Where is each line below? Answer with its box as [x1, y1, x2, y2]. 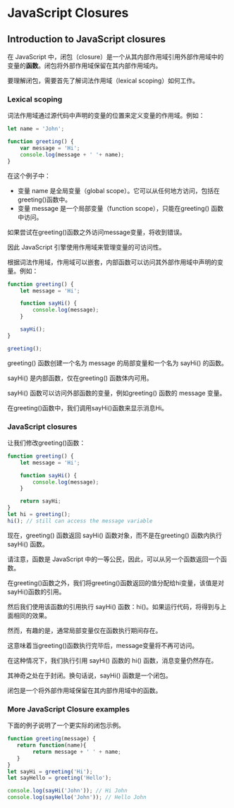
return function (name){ [16, 742, 87, 749]
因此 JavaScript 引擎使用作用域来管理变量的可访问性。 [7, 243, 166, 251]
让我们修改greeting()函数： [7, 439, 86, 447]
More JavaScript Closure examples [7, 704, 130, 714]
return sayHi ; [20, 498, 61, 505]
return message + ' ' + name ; [32, 748, 121, 755]
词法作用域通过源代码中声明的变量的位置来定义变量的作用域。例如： [7, 111, 205, 120]
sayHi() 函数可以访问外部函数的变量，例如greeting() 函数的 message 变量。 [7, 388, 226, 397]
